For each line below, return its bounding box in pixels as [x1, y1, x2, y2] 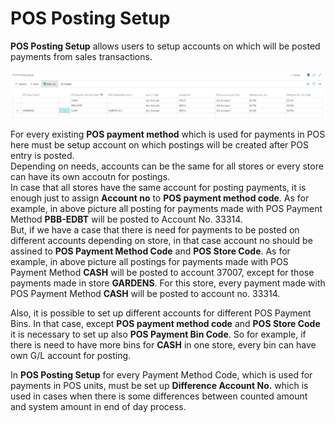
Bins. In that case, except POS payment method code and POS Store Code [10, 317, 321, 329]
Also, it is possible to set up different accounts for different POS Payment [10, 307, 312, 319]
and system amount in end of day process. [10, 400, 187, 412]
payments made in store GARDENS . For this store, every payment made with [10, 277, 326, 289]
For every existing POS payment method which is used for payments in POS [10, 128, 326, 140]
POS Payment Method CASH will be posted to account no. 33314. [10, 287, 281, 299]
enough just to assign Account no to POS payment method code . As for [10, 192, 310, 204]
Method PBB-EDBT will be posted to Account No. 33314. [10, 213, 243, 225]
